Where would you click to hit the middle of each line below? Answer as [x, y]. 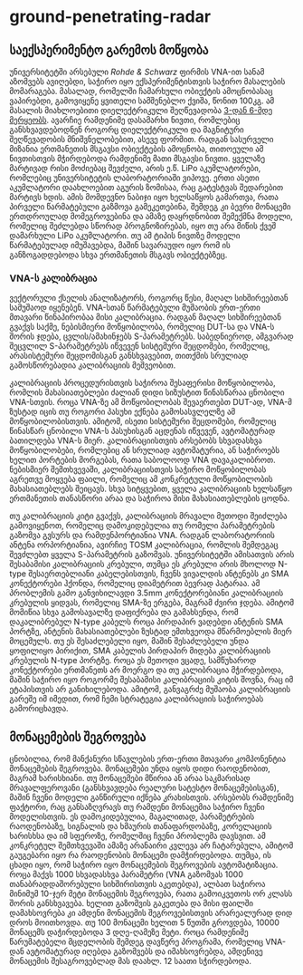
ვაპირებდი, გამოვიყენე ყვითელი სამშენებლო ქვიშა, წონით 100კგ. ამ [142, 101]
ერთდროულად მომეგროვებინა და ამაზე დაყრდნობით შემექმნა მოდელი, [151, 216]
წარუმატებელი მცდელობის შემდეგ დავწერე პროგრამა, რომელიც [137, 942]
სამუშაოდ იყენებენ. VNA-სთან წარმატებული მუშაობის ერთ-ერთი [135, 308]
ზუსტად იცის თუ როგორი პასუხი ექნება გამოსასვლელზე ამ [123, 412]
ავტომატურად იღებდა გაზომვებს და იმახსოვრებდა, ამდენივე [145, 951]
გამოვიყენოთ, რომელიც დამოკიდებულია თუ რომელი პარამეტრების [142, 526]
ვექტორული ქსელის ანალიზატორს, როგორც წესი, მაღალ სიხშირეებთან [149, 298]
